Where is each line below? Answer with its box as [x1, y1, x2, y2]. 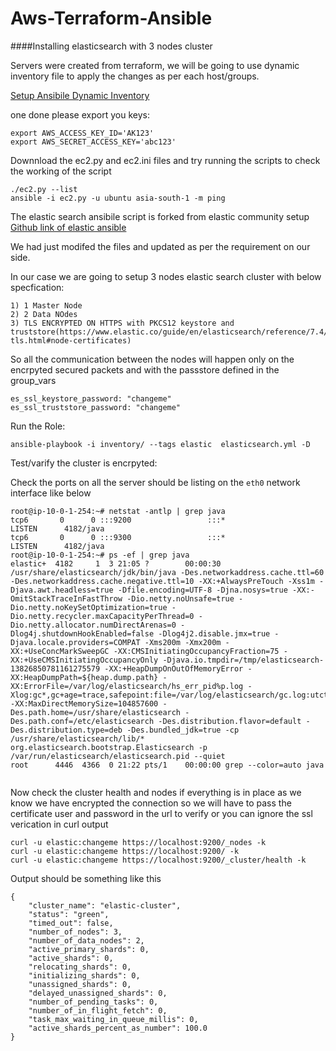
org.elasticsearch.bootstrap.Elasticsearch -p [10, 742, 208, 752]
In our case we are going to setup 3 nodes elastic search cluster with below [10, 270, 322, 282]
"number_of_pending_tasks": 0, [28, 997, 159, 1007]
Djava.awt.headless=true [10, 585, 114, 595]
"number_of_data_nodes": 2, [28, 935, 145, 946]
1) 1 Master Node [10, 300, 83, 311]
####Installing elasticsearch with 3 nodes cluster [10, 40, 213, 52]
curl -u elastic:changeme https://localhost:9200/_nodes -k [10, 837, 267, 847]
